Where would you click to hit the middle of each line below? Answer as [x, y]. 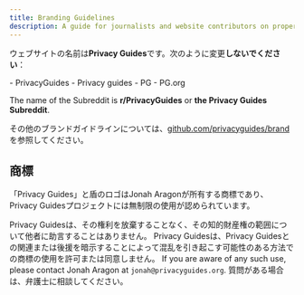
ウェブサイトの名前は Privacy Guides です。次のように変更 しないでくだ [141, 53]
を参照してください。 [49, 139]
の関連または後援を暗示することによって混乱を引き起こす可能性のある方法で [152, 247]
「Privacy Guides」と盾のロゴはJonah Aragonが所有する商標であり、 [139, 195]
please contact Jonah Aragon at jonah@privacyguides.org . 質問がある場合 [147, 270]
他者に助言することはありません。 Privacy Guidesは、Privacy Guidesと [157, 236]
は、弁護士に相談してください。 [69, 281]
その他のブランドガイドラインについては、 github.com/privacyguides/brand [150, 128]
